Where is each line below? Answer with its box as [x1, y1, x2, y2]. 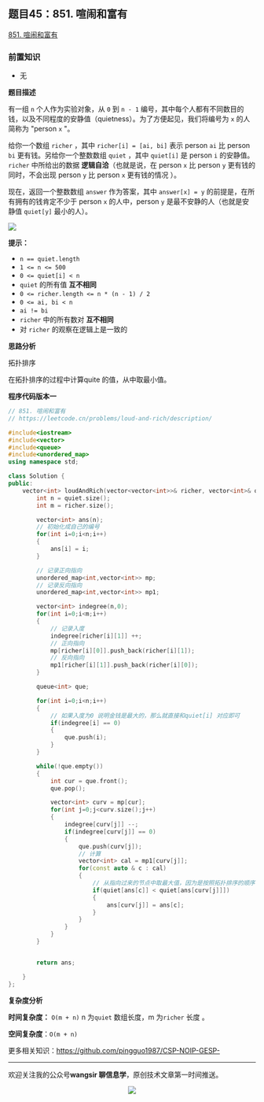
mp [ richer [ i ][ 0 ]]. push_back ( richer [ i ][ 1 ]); [49, 646, 195, 655]
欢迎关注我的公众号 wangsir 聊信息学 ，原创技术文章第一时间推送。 [8, 1070, 223, 1079]
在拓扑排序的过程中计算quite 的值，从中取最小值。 [8, 375, 171, 384]
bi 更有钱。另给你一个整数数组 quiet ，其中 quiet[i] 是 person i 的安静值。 [8, 150, 255, 160]
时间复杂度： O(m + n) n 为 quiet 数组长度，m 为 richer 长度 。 [8, 1012, 210, 1022]
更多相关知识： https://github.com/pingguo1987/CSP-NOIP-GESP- [8, 1045, 220, 1055]
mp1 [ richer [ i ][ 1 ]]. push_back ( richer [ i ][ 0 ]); [49, 661, 199, 669]
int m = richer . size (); [36, 501, 114, 509]
